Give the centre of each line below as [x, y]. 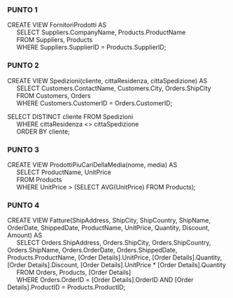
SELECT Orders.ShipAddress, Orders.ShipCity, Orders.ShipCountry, [114, 243]
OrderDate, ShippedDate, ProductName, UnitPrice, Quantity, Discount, [108, 228]
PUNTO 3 [23, 150]
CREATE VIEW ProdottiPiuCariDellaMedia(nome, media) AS [92, 164]
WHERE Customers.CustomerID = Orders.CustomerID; [94, 103]
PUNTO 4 [23, 205]
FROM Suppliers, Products [55, 40]
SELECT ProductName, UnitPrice [64, 172]
